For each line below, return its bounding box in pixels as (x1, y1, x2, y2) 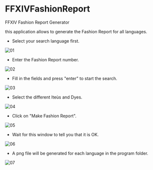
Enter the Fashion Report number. (12, 57, 79, 62)
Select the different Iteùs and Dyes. (12, 94, 83, 100)
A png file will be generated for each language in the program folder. (12, 150, 149, 156)
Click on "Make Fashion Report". (12, 113, 77, 119)
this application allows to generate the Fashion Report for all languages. (5, 28, 147, 34)
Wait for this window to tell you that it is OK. (12, 131, 99, 137)
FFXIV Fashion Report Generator (5, 19, 70, 25)
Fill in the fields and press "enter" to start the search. (12, 75, 117, 81)
